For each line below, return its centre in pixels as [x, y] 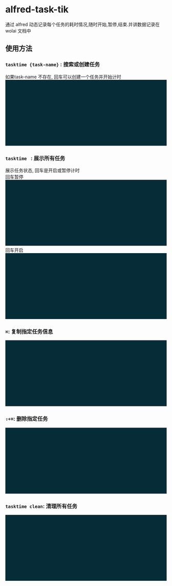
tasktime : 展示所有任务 [35, 158]
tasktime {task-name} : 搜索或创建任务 [53, 64]
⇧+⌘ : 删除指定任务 [27, 419]
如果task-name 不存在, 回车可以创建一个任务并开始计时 [63, 77]
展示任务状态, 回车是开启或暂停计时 [42, 170]
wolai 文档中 [18, 31]
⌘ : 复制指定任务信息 [29, 332]
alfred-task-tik [37, 10]
